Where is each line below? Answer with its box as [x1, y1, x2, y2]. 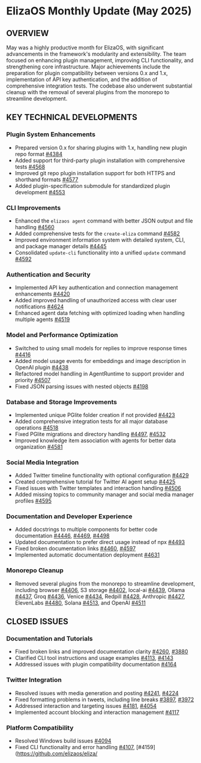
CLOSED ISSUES [6, 617, 68, 627]
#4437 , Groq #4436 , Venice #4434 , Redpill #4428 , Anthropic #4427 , [14, 593, 185, 600]
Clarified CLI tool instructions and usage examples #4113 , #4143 [14, 654, 174, 662]
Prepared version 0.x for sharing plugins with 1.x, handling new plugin [14, 144, 187, 151]
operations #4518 [14, 424, 59, 431]
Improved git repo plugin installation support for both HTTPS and [14, 169, 176, 176]
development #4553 [14, 188, 65, 196]
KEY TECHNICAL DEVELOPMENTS [6, 112, 137, 122]
